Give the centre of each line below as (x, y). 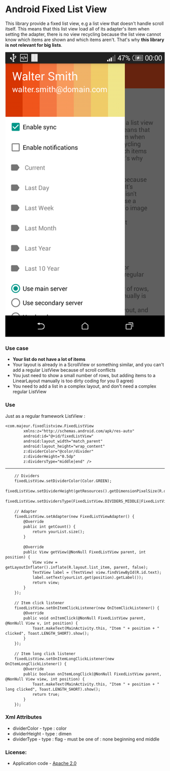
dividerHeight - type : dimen (42, 733)
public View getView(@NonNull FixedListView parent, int (84, 552)
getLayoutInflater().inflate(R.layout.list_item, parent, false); (77, 567)
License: (16, 752)
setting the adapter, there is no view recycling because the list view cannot (83, 34)
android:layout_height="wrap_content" (64, 446)
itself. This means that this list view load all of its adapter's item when (77, 28)
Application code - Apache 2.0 (45, 763)
